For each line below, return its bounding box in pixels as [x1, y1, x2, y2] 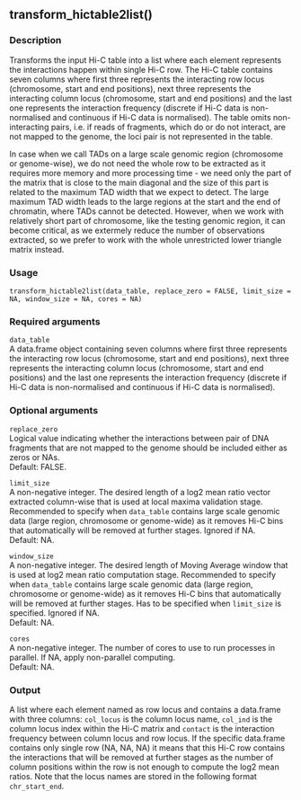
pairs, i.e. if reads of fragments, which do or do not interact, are [50, 121, 286, 132]
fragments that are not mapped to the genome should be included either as [9, 442, 288, 453]
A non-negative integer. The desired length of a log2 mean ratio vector [9, 486, 271, 497]
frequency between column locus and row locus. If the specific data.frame [9, 733, 286, 743]
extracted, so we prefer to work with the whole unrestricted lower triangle [9, 234, 282, 245]
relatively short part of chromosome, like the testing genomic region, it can [9, 215, 286, 226]
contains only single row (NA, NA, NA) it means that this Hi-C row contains [9, 742, 286, 753]
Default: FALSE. [9, 461, 67, 472]
